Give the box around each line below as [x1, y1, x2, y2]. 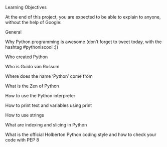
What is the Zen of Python [5, 83, 59, 89]
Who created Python [5, 54, 48, 60]
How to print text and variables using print [5, 102, 92, 108]
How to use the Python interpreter [5, 93, 76, 98]
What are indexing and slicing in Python [5, 122, 87, 127]
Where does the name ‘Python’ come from [5, 73, 93, 79]
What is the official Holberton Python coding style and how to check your [5, 131, 156, 137]
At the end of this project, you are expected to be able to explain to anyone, [5, 14, 161, 20]
